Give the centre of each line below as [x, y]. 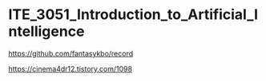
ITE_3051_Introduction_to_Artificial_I [133, 15]
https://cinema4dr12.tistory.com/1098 [71, 68]
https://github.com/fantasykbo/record [71, 53]
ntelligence [46, 31]
